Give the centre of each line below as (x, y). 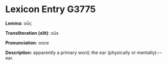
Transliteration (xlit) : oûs (32, 33)
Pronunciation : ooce (27, 43)
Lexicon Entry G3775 (51, 9)
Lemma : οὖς (19, 23)
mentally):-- (150, 52)
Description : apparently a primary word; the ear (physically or (71, 52)
